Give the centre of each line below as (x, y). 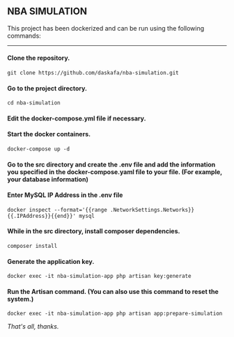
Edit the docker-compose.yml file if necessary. (77, 118)
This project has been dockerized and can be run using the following (106, 28)
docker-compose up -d (39, 149)
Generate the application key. (51, 261)
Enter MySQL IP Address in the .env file (65, 195)
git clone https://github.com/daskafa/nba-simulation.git (93, 73)
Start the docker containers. (49, 134)
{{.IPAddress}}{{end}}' (42, 216)
